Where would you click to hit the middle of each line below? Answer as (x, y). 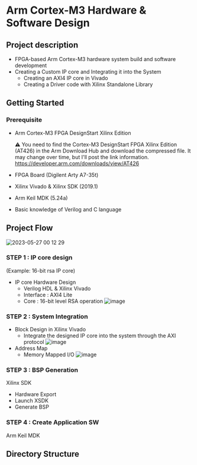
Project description (42, 45)
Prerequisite (24, 120)
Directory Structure (43, 454)
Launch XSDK (32, 401)
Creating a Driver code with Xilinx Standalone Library (88, 84)
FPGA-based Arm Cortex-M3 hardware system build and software (95, 59)
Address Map (31, 349)
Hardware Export (35, 394)
